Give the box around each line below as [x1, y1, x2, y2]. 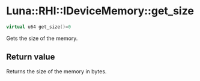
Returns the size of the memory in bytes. [6, 67, 107, 75]
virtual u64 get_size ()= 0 [6, 24, 71, 30]
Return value [6, 52, 55, 62]
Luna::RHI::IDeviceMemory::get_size [6, 4, 194, 18]
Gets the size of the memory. [6, 35, 78, 42]
